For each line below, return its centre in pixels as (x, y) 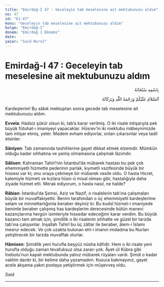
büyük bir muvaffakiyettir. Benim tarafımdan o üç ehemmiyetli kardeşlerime (81, 198)
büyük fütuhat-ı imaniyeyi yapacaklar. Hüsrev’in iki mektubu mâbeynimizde (80, 128)
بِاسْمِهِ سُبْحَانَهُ (146, 89)
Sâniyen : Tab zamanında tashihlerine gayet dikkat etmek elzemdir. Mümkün (81, 148)
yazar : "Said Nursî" (26, 42)
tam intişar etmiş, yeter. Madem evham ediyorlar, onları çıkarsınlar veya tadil (81, 133)
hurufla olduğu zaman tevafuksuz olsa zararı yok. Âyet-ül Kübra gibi (73, 249)
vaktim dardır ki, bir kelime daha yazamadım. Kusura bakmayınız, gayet (76, 260)
